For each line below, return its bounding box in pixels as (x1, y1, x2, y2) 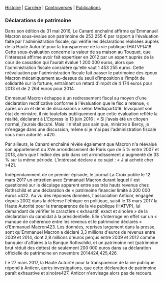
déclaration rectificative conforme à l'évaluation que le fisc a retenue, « (5, 100, 149, 106)
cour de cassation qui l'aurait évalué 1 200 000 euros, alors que (5, 60, 134, 65)
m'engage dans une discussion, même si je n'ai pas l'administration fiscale (5, 126, 157, 132)
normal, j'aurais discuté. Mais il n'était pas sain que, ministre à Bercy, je (5, 121, 150, 127)
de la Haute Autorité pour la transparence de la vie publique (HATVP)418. (5, 44, 153, 50)
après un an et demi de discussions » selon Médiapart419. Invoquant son (5, 106, 153, 112)
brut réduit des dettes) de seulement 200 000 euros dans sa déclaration (5, 245, 151, 251)
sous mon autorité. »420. (5, 132, 56, 138)
